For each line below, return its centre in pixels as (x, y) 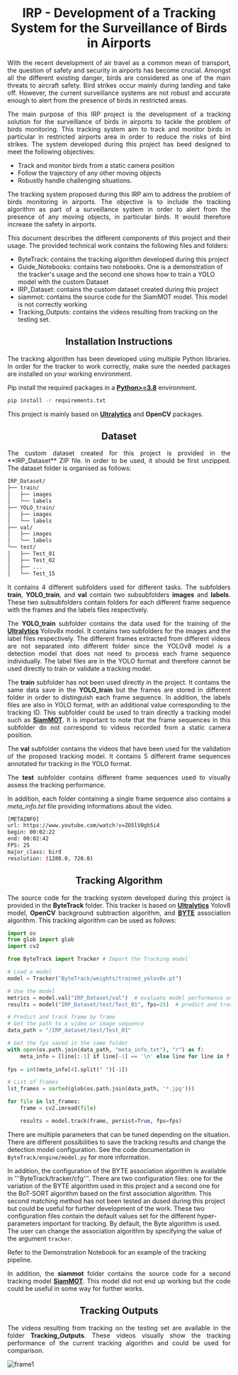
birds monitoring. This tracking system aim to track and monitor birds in (119, 129)
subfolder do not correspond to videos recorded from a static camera (119, 727)
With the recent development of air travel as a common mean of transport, (119, 62)
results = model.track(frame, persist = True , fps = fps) (101, 1121)
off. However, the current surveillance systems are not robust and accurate (119, 93)
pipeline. (20, 1260)
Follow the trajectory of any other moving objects (89, 173)
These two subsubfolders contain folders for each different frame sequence (119, 602)
